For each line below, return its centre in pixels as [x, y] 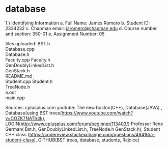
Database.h [17, 54]
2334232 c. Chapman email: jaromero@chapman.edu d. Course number [81, 28]
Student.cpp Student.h [29, 81]
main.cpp [15, 98]
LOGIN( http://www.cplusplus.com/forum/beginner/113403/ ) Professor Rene [84, 124]
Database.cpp [20, 49]
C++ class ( [17, 134]
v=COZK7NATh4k [24, 118]
